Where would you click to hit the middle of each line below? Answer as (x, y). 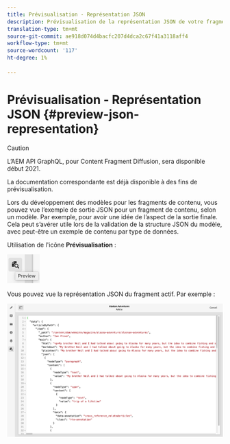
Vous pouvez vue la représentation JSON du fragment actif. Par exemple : (111, 294)
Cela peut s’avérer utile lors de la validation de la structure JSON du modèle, (115, 224)
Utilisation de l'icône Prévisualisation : (62, 245)
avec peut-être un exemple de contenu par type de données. (93, 231)
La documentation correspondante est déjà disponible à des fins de (102, 182)
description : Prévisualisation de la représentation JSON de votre (105, 22)
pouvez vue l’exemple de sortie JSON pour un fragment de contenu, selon (112, 210)
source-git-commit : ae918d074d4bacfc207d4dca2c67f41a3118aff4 (98, 36)
